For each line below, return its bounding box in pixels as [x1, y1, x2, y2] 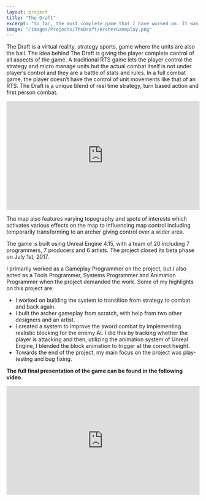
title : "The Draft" [6, 15, 56, 21]
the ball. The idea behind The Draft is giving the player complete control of [6, 50, 195, 57]
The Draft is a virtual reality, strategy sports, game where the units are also [6, 43, 195, 50]
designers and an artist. [15, 316, 75, 323]
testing [15, 355, 33, 363]
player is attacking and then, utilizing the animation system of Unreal [15, 336, 189, 343]
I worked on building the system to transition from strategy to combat [15, 296, 191, 304]
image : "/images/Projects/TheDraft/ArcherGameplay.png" [6, 26, 152, 33]
